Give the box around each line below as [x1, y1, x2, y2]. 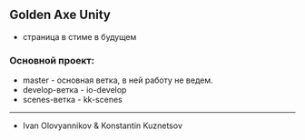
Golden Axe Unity [9, 7, 111, 23]
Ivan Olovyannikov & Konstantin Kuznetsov [22, 120, 183, 131]
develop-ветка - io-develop [22, 85, 127, 95]
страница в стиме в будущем [22, 31, 137, 42]
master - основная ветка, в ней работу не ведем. [22, 75, 213, 85]
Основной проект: [9, 54, 95, 66]
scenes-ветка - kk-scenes [22, 95, 123, 105]
